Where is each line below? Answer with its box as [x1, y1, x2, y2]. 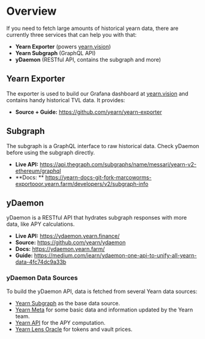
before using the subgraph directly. [6, 149, 95, 156]
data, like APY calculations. [6, 220, 75, 228]
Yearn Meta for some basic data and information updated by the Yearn [15, 306, 193, 313]
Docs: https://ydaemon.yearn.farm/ [15, 245, 105, 253]
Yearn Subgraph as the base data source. [15, 299, 121, 307]
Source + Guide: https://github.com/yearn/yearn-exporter [15, 108, 162, 116]
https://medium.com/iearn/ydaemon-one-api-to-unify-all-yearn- [34, 252, 197, 259]
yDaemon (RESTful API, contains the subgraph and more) [15, 56, 161, 63]
